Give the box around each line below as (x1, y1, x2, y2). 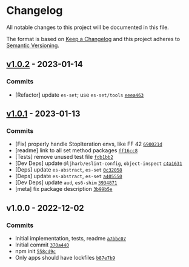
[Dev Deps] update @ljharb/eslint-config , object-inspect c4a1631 (15, 159, 183, 167)
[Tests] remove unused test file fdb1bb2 (15, 153, 114, 161)
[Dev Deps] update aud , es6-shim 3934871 (15, 179, 118, 186)
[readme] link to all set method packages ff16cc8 (15, 147, 138, 154)
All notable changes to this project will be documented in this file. (6, 24, 170, 31)
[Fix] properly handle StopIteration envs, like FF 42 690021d (15, 140, 162, 148)
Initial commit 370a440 (15, 241, 70, 248)
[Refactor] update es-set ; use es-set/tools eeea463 (15, 91, 144, 98)
